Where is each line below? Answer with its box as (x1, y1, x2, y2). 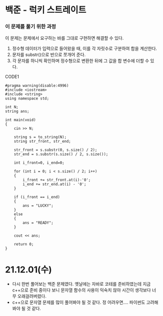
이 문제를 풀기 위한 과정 (5, 23, 56, 30)
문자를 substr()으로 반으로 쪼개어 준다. (12, 52, 86, 58)
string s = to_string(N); (14, 135, 67, 140)
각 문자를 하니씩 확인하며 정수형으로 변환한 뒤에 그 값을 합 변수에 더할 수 (12, 58, 149, 64)
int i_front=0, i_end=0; (14, 160, 65, 166)
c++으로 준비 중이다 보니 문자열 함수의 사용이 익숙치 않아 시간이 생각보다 (12, 287, 151, 293)
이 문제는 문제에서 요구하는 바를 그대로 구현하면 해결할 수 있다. (5, 35, 124, 41)
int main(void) (5, 118, 36, 122)
